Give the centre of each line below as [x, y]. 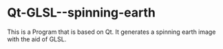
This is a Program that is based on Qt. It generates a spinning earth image [111, 32]
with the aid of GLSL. [37, 39]
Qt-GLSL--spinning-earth [82, 13]
